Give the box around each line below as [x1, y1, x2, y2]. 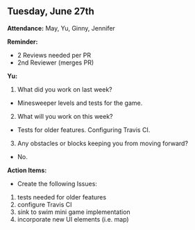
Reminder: [7, 38, 38, 46]
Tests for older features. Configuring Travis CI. [17, 125, 151, 134]
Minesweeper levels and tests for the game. [17, 99, 143, 107]
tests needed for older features [17, 192, 106, 201]
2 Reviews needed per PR [17, 51, 92, 59]
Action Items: [7, 166, 47, 174]
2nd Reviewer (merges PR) [17, 58, 94, 67]
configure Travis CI [17, 200, 72, 208]
